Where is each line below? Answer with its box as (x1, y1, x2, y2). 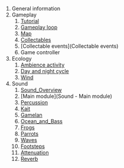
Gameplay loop (20, 24, 58, 31)
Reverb (20, 156, 38, 162)
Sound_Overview (20, 87, 62, 93)
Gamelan (20, 111, 43, 118)
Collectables (20, 37, 51, 43)
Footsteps (20, 143, 45, 150)
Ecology (11, 55, 32, 62)
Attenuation (20, 149, 49, 156)
